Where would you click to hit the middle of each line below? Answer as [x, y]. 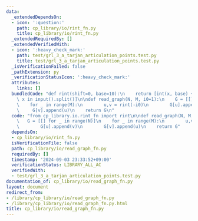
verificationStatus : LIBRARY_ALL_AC [56, 165]
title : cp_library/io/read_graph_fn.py [55, 209]
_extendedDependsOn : [37, 17]
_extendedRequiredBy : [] [42, 39]
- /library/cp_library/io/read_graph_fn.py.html [67, 203]
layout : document [27, 187]
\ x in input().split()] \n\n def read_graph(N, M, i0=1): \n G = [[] [105, 99]
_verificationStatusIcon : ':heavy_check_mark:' [71, 77]
